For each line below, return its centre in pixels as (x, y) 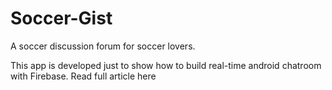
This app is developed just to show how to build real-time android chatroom (166, 65)
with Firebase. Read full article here (83, 76)
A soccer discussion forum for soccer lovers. (103, 46)
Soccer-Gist (61, 18)
